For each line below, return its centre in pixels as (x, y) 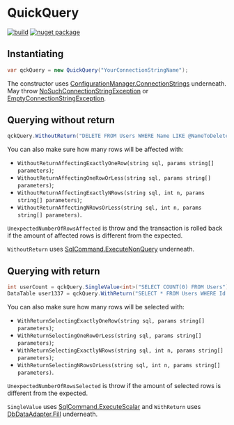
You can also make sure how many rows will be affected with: (95, 149)
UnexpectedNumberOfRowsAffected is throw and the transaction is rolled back (115, 229)
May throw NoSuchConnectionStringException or (78, 91)
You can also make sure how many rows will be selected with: (96, 307)
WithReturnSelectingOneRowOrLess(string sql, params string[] (109, 336)
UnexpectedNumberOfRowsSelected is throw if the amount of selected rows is (114, 385)
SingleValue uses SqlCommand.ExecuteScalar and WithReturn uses (104, 406)
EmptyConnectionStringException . (57, 98)
